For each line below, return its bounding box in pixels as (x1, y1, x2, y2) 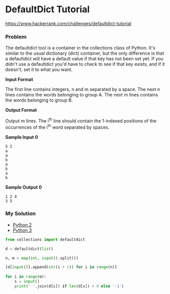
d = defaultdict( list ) (5, 246, 53, 251)
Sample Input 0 (5, 134, 38, 140)
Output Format (5, 107, 37, 113)
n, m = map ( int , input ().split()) (5, 255, 79, 261)
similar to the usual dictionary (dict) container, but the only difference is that (5, 50, 164, 57)
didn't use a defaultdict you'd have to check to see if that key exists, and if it (5, 61, 165, 67)
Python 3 (12, 227, 32, 233)
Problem (5, 33, 27, 40)
